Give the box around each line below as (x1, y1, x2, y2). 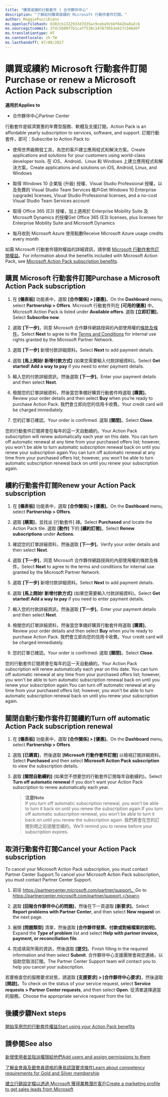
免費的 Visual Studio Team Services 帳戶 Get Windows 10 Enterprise (17, 187, 156, 193)
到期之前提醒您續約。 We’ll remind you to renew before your (29, 823, 152, 829)
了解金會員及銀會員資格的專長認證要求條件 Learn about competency (5, 1064, 145, 1070)
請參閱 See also (5, 1039, 53, 1048)
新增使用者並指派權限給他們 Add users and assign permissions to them (5, 1054, 150, 1060)
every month (12, 236, 39, 242)
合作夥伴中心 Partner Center (12, 112, 70, 118)
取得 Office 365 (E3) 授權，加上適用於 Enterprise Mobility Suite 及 (12, 208, 148, 214)
